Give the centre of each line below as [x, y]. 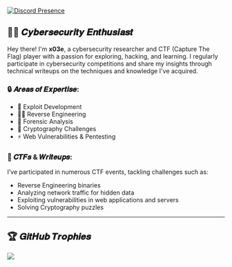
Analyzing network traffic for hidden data [76, 192]
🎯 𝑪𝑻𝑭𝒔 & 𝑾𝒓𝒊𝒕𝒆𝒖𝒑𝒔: [40, 157]
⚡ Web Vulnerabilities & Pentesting [66, 137]
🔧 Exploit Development [49, 107]
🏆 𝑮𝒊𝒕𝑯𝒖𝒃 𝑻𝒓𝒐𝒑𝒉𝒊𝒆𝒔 [49, 236]
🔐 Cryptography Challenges [57, 129]
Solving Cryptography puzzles [60, 208]
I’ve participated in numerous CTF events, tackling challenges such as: [108, 172]
